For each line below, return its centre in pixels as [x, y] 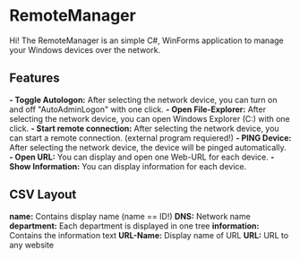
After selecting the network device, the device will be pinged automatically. [148, 147]
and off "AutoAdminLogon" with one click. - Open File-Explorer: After [138, 109]
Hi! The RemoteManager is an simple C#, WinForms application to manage [146, 40]
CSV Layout [43, 195]
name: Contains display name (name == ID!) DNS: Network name [130, 216]
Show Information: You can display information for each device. [128, 166]
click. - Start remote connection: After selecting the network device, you [144, 128]
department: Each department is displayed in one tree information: [134, 226]
